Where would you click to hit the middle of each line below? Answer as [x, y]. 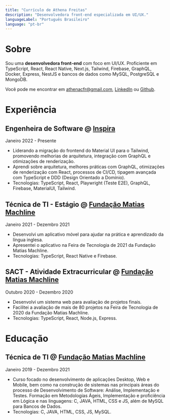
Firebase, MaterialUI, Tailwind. [44, 188]
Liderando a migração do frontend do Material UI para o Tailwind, [81, 151]
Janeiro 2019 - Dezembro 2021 [38, 369]
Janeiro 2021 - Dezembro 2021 [38, 224]
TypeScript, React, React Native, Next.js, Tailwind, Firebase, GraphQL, [78, 69]
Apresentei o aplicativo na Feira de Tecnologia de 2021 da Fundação [84, 245]
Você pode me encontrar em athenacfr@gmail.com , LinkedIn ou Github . [80, 89]
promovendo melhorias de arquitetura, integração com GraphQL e [82, 156]
